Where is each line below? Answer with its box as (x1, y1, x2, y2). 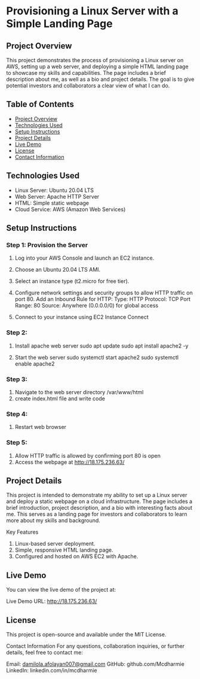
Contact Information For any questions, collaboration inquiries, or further (6, 642, 185, 650)
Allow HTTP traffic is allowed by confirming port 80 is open (14, 452, 161, 459)
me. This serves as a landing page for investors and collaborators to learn (6, 510, 187, 518)
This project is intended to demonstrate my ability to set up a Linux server (6, 492, 187, 499)
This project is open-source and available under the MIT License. (6, 631, 167, 638)
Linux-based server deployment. (14, 540, 96, 547)
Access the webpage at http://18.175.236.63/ (14, 458, 125, 465)
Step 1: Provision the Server (6, 240, 88, 249)
